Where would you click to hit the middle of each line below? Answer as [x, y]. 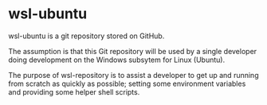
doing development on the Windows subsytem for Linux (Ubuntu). [117, 60]
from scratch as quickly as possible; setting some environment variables [127, 84]
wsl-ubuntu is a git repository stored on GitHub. [86, 36]
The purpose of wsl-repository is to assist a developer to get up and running [133, 75]
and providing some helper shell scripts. [74, 91]
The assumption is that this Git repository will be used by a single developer [133, 51]
